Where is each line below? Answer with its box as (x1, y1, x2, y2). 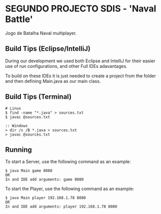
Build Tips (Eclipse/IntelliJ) (5, 44, 91, 53)
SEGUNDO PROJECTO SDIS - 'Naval (5, 3, 156, 14)
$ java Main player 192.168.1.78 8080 (5, 196, 86, 201)
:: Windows (5, 123, 28, 128)
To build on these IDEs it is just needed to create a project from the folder (5, 73, 156, 79)
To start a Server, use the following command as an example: (5, 159, 131, 165)
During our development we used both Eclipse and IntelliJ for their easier (5, 58, 156, 64)
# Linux (5, 106, 21, 111)
